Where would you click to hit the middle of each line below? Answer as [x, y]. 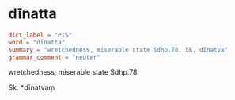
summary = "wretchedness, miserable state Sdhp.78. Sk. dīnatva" [118, 50]
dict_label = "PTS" [40, 35]
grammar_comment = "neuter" [55, 57]
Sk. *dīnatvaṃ [32, 87]
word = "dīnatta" [37, 42]
